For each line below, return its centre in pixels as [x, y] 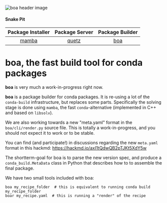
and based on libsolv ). [29, 113]
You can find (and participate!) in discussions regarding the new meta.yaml [82, 143]
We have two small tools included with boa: [50, 178]
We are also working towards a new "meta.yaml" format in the [69, 123]
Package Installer [29, 32]
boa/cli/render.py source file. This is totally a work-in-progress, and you [80, 128]
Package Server [74, 32]
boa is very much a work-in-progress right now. [54, 87]
